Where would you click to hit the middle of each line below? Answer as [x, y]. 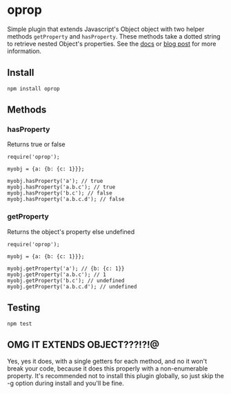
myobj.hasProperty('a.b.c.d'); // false [66, 199]
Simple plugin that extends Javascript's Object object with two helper [106, 29]
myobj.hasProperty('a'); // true [55, 181]
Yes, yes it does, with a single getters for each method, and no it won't [107, 362]
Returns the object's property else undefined [71, 232]
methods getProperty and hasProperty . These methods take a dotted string [114, 36]
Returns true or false [36, 144]
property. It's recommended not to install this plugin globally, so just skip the [115, 376]
